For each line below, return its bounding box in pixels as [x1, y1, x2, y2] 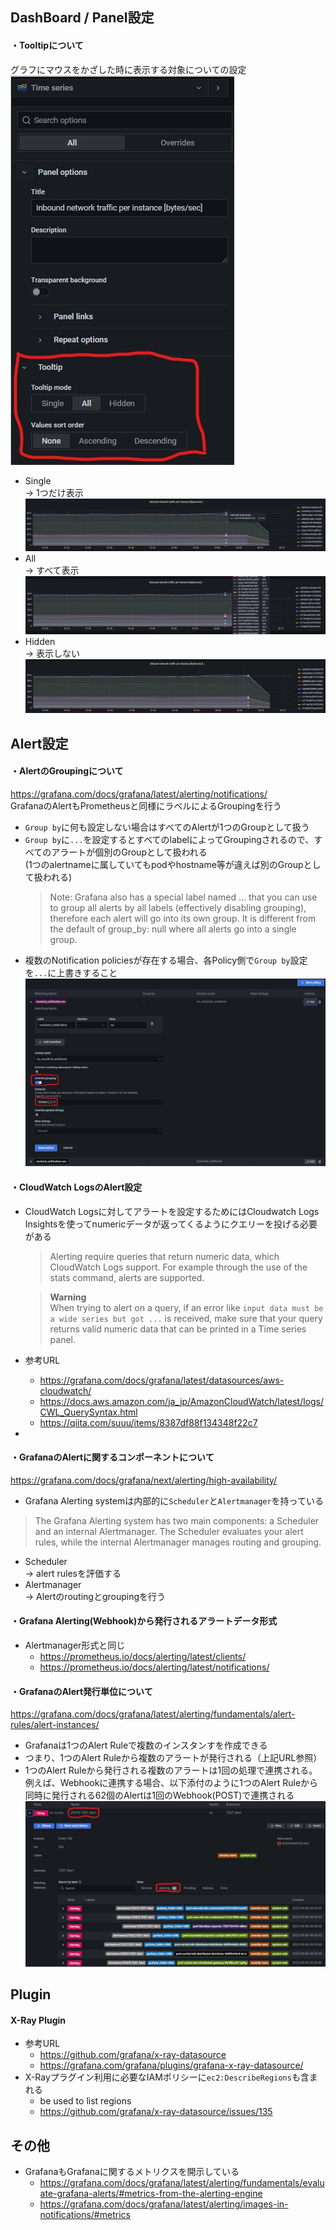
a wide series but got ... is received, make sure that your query [49, 1312, 323, 1324]
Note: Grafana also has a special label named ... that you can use [49, 891, 318, 903]
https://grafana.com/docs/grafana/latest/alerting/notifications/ [10, 788, 268, 800]
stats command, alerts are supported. [49, 1271, 205, 1283]
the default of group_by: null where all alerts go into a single [49, 923, 297, 935]
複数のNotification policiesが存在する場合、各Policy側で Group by [24, 954, 291, 966]
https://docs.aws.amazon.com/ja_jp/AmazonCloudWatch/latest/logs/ [39, 1395, 325, 1407]
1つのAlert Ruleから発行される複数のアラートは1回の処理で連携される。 [24, 1764, 318, 1777]
